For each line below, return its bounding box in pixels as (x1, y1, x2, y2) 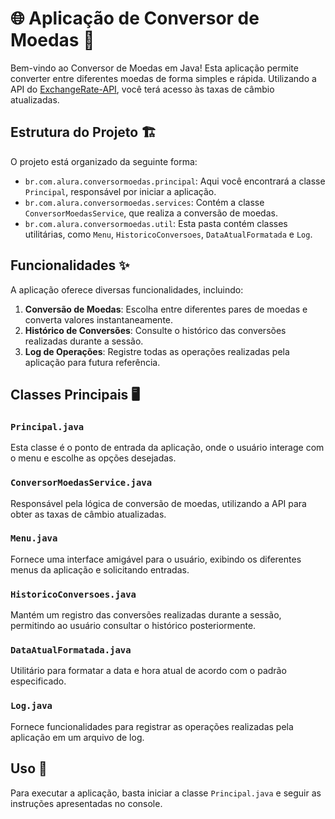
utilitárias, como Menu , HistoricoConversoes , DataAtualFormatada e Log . (24, 228, 313, 240)
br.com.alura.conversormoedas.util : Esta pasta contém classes (24, 217, 288, 229)
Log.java (10, 700, 53, 712)
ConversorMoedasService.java (10, 477, 153, 489)
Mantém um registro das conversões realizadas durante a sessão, (10, 609, 282, 621)
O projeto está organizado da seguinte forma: (10, 155, 198, 167)
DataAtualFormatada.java (10, 645, 132, 656)
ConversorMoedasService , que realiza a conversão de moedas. (24, 207, 278, 219)
